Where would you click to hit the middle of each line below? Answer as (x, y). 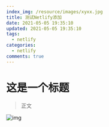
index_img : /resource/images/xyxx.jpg (54, 12)
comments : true (25, 56)
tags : (13, 34)
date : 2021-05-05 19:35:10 (40, 23)
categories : (21, 46)
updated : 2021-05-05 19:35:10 (44, 28)
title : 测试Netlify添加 (34, 17)
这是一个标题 (38, 88)
